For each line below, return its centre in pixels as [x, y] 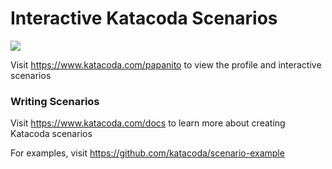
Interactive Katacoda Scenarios [144, 18]
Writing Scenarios [55, 101]
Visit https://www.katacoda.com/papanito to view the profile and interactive [166, 64]
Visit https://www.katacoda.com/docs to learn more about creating [148, 123]
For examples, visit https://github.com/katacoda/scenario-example [147, 153]
